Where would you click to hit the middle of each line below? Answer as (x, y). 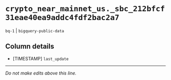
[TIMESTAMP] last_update (40, 58)
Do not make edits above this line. (41, 73)
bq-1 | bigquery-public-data (35, 30)
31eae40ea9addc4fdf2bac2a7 (62, 18)
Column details (30, 47)
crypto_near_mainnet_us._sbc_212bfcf (85, 9)
